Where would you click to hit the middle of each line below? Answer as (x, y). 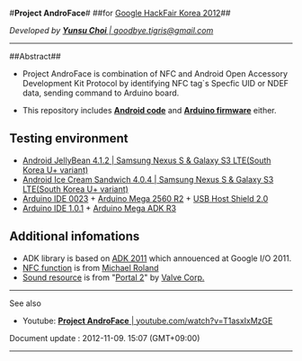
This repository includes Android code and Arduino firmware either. (149, 110)
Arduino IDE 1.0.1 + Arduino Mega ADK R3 (99, 208)
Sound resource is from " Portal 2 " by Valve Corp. (113, 277)
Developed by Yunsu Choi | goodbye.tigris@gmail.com (111, 30)
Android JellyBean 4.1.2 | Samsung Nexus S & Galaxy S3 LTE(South (147, 160)
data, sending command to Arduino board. (101, 93)
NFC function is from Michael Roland (90, 267)
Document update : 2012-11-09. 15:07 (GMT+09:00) (105, 338)
